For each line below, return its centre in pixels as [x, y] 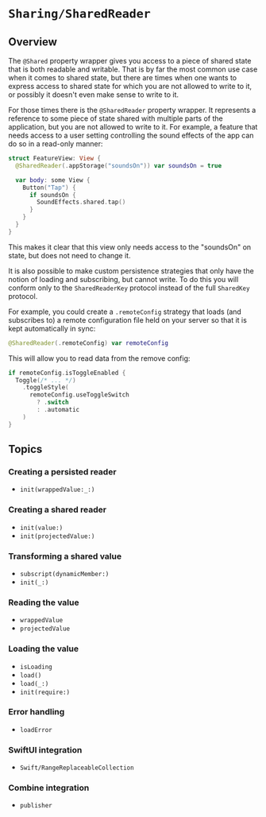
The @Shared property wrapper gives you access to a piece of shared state [130, 61]
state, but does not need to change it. [69, 255]
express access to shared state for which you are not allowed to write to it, [130, 86]
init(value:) [41, 528]
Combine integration [49, 788]
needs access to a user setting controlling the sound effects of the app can [131, 135]
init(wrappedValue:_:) [57, 490]
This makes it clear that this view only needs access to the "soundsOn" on [130, 247]
